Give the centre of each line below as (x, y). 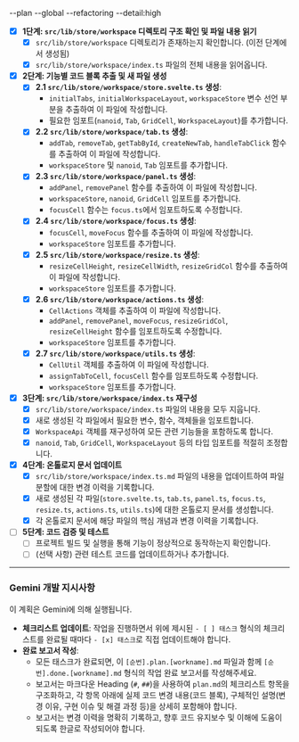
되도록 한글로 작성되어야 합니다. (90, 728)
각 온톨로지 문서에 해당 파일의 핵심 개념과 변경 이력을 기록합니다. (147, 521)
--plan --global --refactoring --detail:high (85, 13)
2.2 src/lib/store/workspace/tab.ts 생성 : (112, 132)
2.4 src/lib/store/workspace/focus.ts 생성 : (116, 221)
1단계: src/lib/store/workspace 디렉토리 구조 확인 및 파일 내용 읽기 (139, 31)
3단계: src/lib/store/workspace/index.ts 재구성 (109, 398)
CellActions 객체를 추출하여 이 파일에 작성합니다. (134, 310)
